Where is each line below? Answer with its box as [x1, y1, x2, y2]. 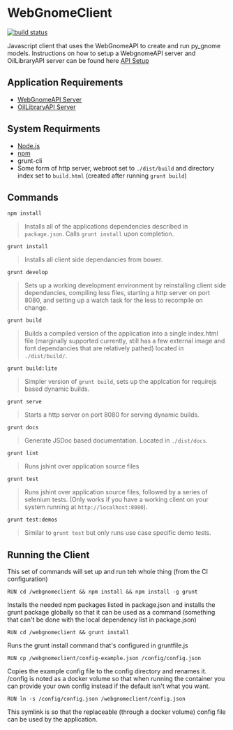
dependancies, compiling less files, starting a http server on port [24, 289, 211, 297]
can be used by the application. [7, 715, 98, 724]
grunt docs [7, 424, 39, 431]
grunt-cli [17, 156, 43, 165]
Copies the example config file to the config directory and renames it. [7, 667, 207, 675]
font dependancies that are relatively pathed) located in [24, 344, 184, 352]
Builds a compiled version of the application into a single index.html [24, 329, 218, 338]
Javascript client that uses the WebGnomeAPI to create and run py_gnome [7, 41, 221, 50]
